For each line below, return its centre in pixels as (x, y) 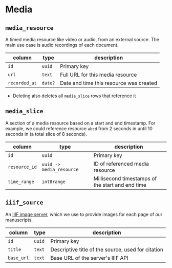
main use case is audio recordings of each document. (62, 45)
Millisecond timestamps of (125, 178)
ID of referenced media (121, 164)
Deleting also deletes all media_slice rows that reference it (74, 96)
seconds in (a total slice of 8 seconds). (46, 134)
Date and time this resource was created (109, 83)
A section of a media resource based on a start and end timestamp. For (80, 123)
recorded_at (23, 83)
